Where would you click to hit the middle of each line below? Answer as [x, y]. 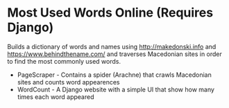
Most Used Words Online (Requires [110, 13]
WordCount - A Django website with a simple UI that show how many [116, 89]
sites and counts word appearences [68, 82]
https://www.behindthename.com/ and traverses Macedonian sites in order [114, 54]
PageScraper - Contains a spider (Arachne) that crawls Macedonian [114, 75]
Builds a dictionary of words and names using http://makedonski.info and [112, 46]
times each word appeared [56, 97]
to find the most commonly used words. [64, 61]
